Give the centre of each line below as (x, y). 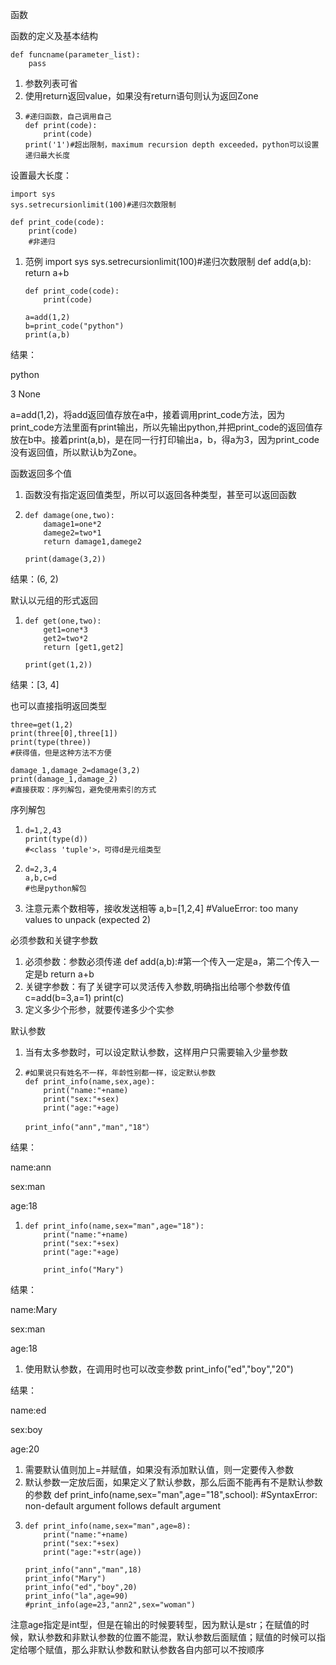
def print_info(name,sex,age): (90, 1082)
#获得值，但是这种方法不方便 (61, 753)
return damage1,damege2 (92, 542)
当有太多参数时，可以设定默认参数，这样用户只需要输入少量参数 (156, 1052)
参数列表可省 (51, 83)
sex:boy (26, 1429)
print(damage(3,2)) (65, 559)
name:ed (28, 1410)
